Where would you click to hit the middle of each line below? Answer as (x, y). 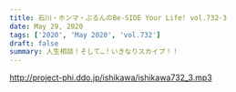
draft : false (34, 43)
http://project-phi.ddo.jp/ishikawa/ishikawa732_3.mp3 (111, 77)
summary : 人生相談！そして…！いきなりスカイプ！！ (94, 52)
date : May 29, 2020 (46, 26)
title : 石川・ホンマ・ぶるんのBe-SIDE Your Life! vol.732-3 (118, 18)
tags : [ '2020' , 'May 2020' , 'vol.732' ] (85, 35)
